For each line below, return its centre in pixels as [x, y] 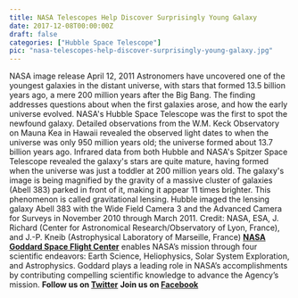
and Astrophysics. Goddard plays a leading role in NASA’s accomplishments [149, 266]
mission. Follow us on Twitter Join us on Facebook [104, 285]
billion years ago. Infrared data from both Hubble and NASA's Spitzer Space [149, 152]
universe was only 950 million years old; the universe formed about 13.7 [141, 143]
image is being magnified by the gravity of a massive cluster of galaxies [141, 180]
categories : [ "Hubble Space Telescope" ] [86, 42]
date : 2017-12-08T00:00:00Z [62, 26]
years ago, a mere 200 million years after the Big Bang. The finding [132, 95]
